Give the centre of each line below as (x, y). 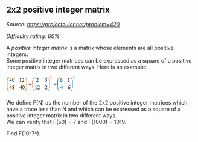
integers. (17, 54)
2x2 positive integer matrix (58, 10)
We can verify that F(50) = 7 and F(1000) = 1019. (66, 122)
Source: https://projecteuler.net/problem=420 (63, 24)
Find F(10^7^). (24, 133)
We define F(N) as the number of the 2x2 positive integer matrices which (97, 102)
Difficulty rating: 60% (33, 36)
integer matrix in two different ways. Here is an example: (76, 67)
